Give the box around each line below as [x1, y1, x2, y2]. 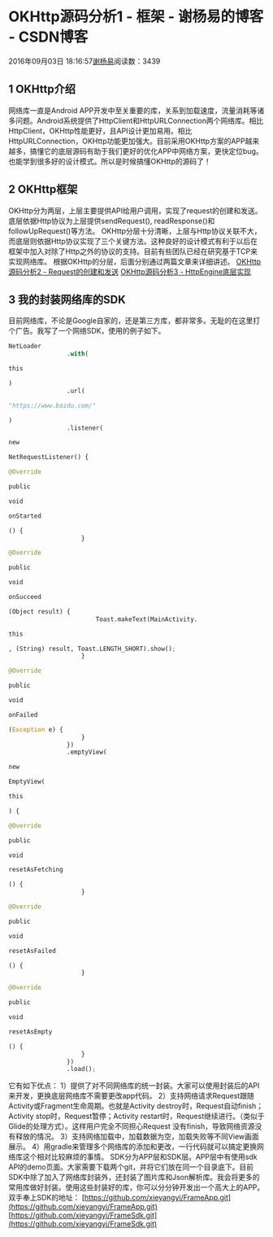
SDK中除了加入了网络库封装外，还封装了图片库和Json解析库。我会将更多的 [8, 1173, 260, 1182]
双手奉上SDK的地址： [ [8, 1193, 85, 1203]
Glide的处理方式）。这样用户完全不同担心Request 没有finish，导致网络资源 [8, 1121, 255, 1131]
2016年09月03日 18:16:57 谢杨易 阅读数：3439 [8, 56, 161, 66]
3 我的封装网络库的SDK [8, 292, 126, 306]
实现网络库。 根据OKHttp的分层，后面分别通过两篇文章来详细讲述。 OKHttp [8, 256, 262, 266]
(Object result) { [8, 607, 71, 615]
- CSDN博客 [8, 28, 89, 46]
